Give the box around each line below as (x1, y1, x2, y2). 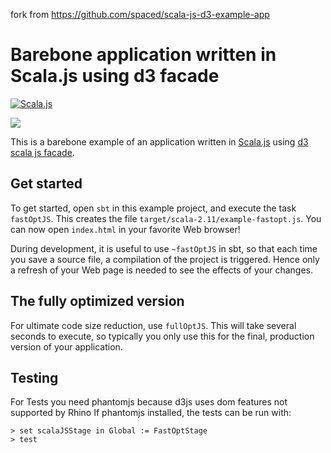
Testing (10, 369, 59, 386)
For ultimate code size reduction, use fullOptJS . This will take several (10, 319, 297, 331)
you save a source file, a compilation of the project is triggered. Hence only (10, 253, 320, 265)
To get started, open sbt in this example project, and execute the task (10, 202, 297, 214)
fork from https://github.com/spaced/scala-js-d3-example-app (10, 9, 270, 20)
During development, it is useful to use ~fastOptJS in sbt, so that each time (10, 242, 318, 254)
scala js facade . (10, 146, 75, 158)
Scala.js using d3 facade (10, 65, 220, 88)
